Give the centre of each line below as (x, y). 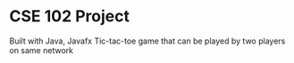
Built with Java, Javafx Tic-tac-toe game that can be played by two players (147, 41)
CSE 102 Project (69, 16)
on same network (42, 50)
